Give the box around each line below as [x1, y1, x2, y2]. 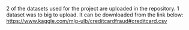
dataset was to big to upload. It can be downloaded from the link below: [6, 11, 184, 18]
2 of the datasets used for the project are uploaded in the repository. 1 [6, 5, 179, 12]
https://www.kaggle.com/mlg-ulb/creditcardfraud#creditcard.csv [6, 18, 167, 24]
